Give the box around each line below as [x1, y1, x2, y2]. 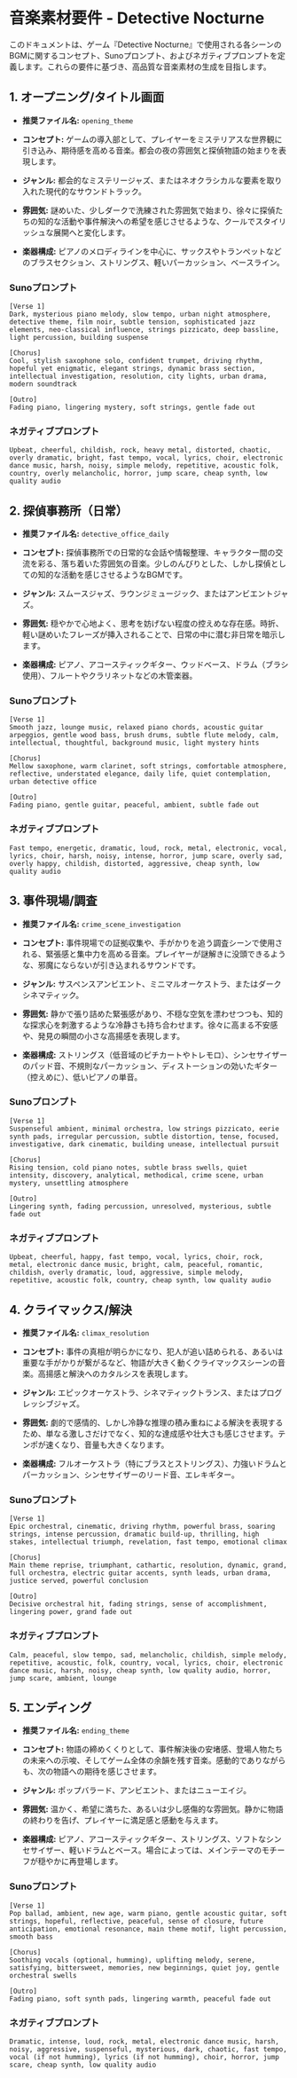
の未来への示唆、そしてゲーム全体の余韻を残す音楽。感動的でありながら [21, 1755, 286, 1766]
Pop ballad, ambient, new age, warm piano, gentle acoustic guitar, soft [9, 1909, 288, 1917]
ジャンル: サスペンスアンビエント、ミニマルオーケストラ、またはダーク [21, 978, 282, 989]
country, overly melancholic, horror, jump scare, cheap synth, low [9, 469, 268, 478]
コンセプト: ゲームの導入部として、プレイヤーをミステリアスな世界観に [21, 134, 283, 145]
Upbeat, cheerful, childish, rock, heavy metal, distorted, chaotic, [9, 445, 272, 455]
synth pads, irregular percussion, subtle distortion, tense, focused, [9, 1132, 279, 1141]
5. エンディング [9, 1700, 92, 1715]
